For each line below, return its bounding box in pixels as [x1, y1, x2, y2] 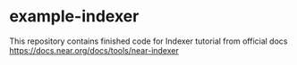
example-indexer [9, 6, 140, 27]
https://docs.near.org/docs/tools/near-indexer [9, 45, 179, 55]
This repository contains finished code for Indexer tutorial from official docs [9, 36, 288, 46]
